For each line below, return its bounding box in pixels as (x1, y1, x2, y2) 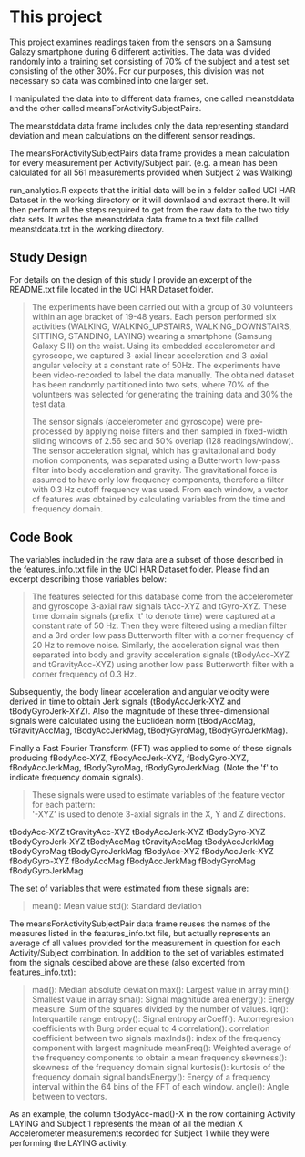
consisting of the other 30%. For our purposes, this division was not (9, 66, 265, 77)
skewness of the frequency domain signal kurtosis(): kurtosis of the (31, 1061, 285, 1072)
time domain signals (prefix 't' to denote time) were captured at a (31, 610, 276, 621)
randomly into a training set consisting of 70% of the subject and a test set (9, 56, 290, 67)
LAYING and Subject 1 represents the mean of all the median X (9, 1118, 244, 1129)
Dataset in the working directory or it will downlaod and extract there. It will (9, 194, 291, 205)
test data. (31, 398, 68, 409)
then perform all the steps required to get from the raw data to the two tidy (9, 203, 290, 215)
